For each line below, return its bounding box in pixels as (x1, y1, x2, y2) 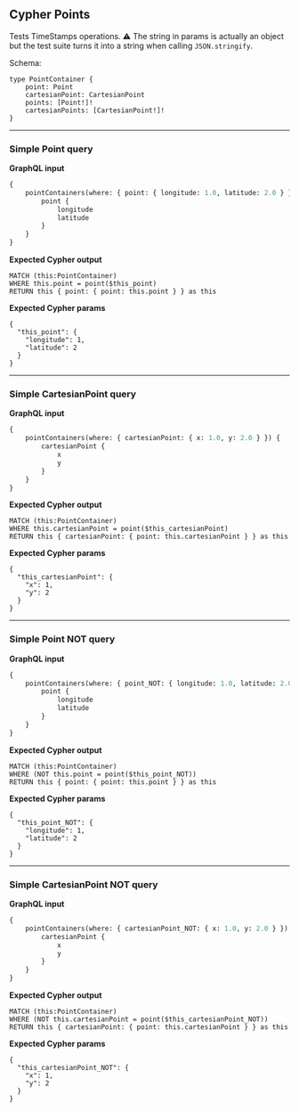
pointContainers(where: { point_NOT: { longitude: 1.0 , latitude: (25, 679, 277, 688)
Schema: (9, 57, 42, 68)
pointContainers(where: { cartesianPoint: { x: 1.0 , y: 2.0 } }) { (25, 434, 280, 443)
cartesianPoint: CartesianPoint (25, 90, 145, 99)
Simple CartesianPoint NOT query (9, 878, 158, 890)
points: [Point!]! (25, 98, 93, 107)
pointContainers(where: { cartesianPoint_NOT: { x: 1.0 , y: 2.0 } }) (25, 924, 289, 933)
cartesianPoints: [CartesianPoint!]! (25, 106, 166, 115)
